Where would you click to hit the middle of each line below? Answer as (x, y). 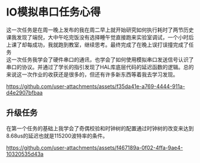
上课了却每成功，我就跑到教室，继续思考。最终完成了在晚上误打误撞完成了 (97, 45)
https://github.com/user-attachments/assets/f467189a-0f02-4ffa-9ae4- (95, 148)
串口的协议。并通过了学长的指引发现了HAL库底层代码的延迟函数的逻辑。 (95, 67)
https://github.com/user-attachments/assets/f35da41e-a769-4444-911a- (96, 86)
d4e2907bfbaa (24, 92)
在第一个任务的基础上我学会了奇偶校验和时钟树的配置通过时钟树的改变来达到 (100, 128)
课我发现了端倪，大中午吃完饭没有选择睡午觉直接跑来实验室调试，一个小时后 (100, 37)
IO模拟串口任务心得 (54, 12)
